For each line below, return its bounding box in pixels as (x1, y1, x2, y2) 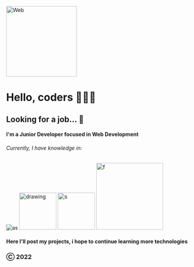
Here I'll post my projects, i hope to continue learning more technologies (6, 237, 188, 245)
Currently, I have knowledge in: (6, 144, 82, 151)
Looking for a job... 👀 (6, 114, 84, 124)
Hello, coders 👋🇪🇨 (6, 91, 96, 104)
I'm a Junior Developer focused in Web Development (6, 131, 139, 138)
